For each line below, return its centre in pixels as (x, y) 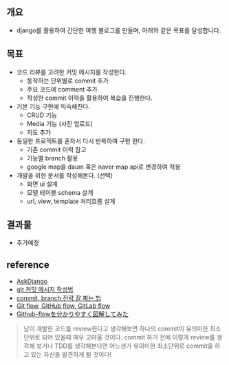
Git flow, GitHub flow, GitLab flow (63, 306)
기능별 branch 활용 (52, 158)
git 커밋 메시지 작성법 (45, 290)
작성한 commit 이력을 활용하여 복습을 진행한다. (89, 98)
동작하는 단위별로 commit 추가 (68, 81)
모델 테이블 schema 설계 (60, 192)
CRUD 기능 (42, 115)
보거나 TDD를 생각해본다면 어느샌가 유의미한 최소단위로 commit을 (125, 346)
